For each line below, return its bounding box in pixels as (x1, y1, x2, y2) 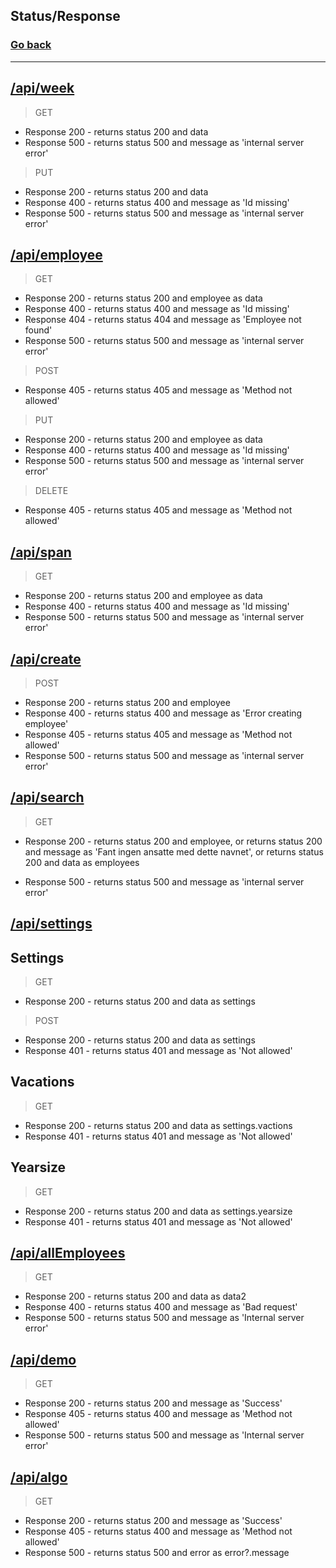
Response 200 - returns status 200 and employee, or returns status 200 (24, 835, 323, 847)
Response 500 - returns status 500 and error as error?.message (24, 1547, 290, 1559)
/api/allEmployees (10, 1244, 126, 1261)
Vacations (10, 1074, 75, 1091)
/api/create (10, 650, 82, 668)
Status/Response (10, 8, 121, 25)
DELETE (34, 485, 69, 497)
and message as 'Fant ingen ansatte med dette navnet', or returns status (24, 845, 324, 858)
